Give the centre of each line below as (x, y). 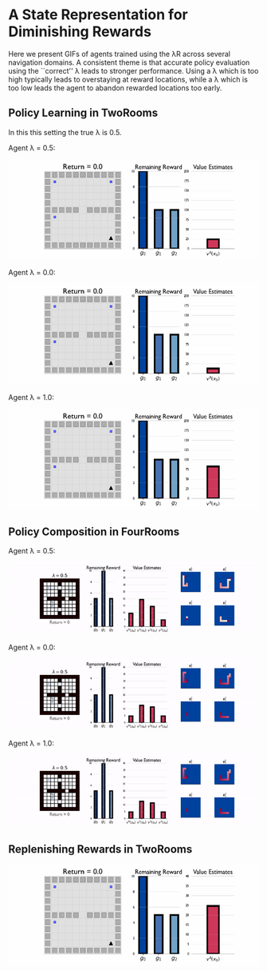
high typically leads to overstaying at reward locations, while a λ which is (128, 79)
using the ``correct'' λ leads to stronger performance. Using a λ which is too (133, 70)
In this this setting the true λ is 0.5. (65, 132)
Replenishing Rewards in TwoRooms (100, 849)
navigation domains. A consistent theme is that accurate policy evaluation (129, 62)
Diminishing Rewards (80, 32)
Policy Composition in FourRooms (94, 531)
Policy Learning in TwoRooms (83, 113)
